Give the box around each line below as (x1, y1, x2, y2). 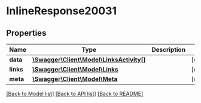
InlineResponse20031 (6, 4, 117, 18)
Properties (6, 28, 47, 38)
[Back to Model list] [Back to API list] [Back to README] (6, 90, 144, 97)
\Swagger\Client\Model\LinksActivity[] (32, 55, 146, 64)
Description (151, 46, 186, 54)
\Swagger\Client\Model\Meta (32, 75, 118, 83)
